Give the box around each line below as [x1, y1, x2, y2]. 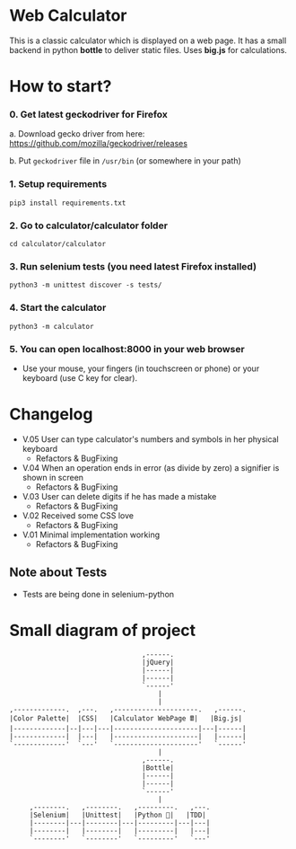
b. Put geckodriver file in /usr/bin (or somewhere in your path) [9, 155, 242, 166]
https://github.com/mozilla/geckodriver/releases [9, 138, 188, 149]
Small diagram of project [9, 620, 196, 641]
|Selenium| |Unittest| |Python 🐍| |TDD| [29, 810, 206, 819]
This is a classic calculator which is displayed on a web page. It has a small [9, 35, 287, 46]
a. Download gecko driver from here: [9, 128, 145, 139]
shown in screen [22, 472, 83, 482]
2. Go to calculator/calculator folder [9, 219, 169, 232]
